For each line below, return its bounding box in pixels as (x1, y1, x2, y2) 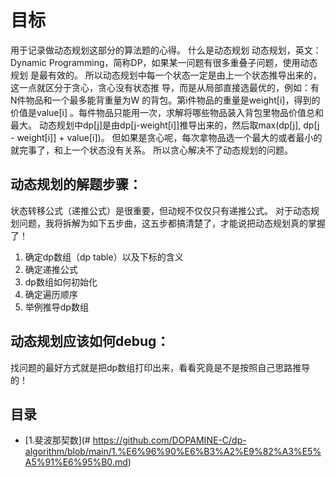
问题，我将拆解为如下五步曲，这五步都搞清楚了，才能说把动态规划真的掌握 (18, 217, 326, 229)
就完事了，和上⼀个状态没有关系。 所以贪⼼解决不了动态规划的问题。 (10, 144, 293, 156)
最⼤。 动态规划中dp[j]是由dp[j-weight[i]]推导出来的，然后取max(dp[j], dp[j (10, 119, 320, 131)
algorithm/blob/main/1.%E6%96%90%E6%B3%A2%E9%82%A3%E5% (24, 446, 322, 458)
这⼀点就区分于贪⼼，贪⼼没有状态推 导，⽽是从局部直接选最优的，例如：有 (10, 81, 320, 93)
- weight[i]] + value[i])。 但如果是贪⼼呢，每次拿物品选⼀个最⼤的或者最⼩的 (10, 131, 323, 143)
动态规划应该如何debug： (10, 333, 170, 350)
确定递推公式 (24, 263, 78, 275)
